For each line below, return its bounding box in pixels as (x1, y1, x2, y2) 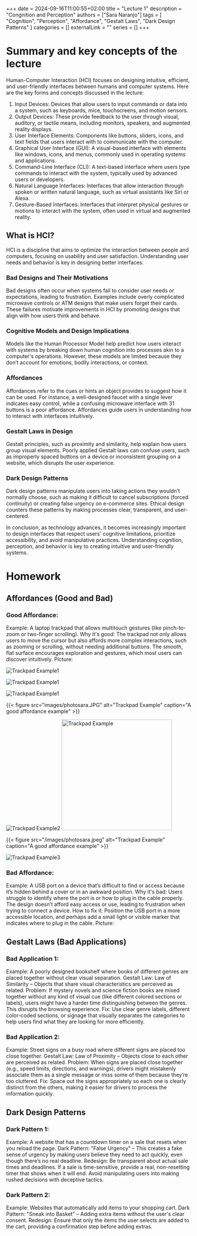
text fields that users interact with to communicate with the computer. (14, 138, 183, 145)
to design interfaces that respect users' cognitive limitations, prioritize (6, 530, 176, 537)
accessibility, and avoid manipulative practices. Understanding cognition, (6, 537, 183, 544)
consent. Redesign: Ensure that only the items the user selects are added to (6, 1217, 189, 1224)
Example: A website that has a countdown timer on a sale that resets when (6, 1139, 187, 1146)
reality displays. (14, 125, 53, 132)
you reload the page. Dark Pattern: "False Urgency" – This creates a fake (6, 1145, 182, 1152)
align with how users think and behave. (6, 312, 101, 319)
